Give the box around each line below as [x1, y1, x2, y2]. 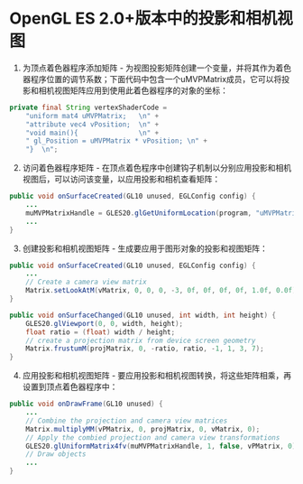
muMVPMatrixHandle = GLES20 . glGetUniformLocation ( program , [25, 209, 252, 218]
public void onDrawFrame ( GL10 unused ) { [9, 399, 164, 409]
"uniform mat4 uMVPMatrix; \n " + [25, 111, 160, 120]
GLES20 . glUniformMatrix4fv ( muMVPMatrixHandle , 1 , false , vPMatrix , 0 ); [25, 442, 300, 451]
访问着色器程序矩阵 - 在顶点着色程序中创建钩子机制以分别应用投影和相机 [22, 163, 292, 173]
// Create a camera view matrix [25, 277, 147, 287]
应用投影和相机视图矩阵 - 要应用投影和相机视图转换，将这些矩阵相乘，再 [22, 370, 292, 381]
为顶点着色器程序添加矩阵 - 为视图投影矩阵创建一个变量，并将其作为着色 [22, 62, 292, 73]
